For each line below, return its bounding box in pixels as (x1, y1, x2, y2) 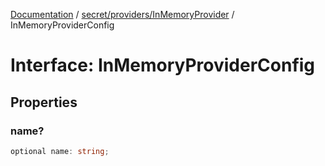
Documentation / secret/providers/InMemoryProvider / (10, 9, 235, 20)
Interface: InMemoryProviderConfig (10, 54, 316, 77)
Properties (10, 94, 78, 111)
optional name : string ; (10, 146, 110, 156)
